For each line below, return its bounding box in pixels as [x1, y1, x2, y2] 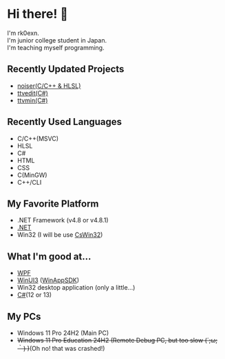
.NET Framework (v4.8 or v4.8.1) [17, 216, 109, 224]
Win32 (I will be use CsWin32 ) [17, 231, 103, 239]
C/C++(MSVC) [17, 134, 59, 143]
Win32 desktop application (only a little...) [17, 283, 136, 292]
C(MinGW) [17, 171, 47, 179]
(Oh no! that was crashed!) [29, 345, 105, 352]
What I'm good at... [7, 251, 92, 262]
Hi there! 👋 [7, 6, 69, 22]
